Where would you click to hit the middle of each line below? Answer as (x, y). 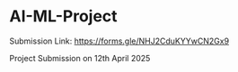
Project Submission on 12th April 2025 (80, 58)
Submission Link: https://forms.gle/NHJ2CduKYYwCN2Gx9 (119, 41)
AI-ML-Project (64, 16)
